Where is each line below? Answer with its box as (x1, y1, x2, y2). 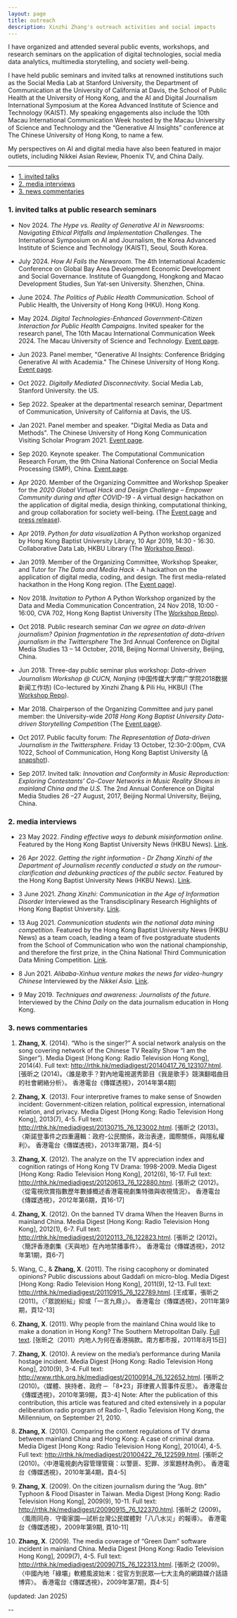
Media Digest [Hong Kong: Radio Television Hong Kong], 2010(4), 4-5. (18, 1442, 222, 1451)
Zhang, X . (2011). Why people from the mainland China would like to (18, 1320, 216, 1328)
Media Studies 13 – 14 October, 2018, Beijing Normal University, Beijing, (18, 644, 225, 653)
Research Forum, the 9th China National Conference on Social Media (18, 457, 218, 465)
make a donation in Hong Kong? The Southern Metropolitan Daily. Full (18, 1327, 220, 1336)
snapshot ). (18, 756, 50, 764)
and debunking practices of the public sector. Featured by (54, 868, 224, 877)
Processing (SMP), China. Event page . (18, 464, 129, 473)
